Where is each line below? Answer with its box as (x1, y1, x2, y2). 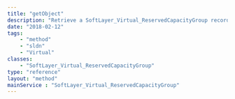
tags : (7, 29, 23, 37)
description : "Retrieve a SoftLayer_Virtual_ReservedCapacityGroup (7, 17, 208, 24)
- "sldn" (20, 43, 45, 49)
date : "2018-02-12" (7, 23, 64, 30)
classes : (7, 56, 33, 63)
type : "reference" (7, 68, 61, 75)
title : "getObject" (7, 10, 64, 17)
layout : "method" (7, 75, 58, 82)
